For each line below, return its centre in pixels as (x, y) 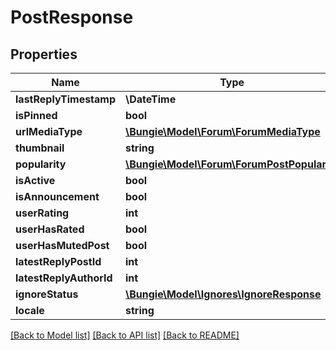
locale (30, 310)
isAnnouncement (57, 196)
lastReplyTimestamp (66, 99)
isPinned (36, 115)
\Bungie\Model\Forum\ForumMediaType (223, 131)
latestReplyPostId (58, 261)
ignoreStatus (47, 294)
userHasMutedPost (62, 245)
